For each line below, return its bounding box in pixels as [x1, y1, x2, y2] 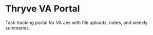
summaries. [5, 24, 30, 30]
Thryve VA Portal [5, 3, 80, 14]
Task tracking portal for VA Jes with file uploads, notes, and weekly [5, 19, 148, 25]
